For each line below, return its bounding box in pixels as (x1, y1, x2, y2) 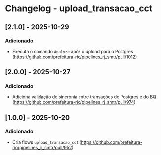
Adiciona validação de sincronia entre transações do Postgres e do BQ (12, 94, 157, 100)
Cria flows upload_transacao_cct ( (12, 139, 81, 145)
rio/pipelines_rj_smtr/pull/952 (12, 145, 72, 151)
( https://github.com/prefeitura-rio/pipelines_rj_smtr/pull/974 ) (12, 99, 136, 105)
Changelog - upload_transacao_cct (5, 3, 153, 14)
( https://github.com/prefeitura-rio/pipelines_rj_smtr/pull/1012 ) (12, 54, 137, 60)
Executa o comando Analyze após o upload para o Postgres (12, 48, 133, 54)
